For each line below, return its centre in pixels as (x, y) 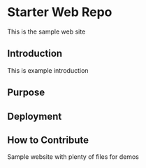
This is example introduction (48, 70)
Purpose (26, 93)
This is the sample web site (46, 31)
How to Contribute (48, 140)
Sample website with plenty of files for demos (73, 157)
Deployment (35, 116)
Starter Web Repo (60, 12)
